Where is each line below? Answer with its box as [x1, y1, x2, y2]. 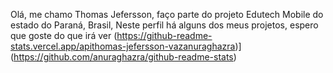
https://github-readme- [116, 30, 213, 41]
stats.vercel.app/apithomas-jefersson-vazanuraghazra [10, 40, 236, 52]
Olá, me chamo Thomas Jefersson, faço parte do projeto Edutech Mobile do [10, 9, 324, 20]
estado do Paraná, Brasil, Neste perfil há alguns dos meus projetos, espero [10, 19, 319, 31]
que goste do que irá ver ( [10, 30, 118, 41]
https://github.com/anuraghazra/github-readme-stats [13, 51, 234, 63]
